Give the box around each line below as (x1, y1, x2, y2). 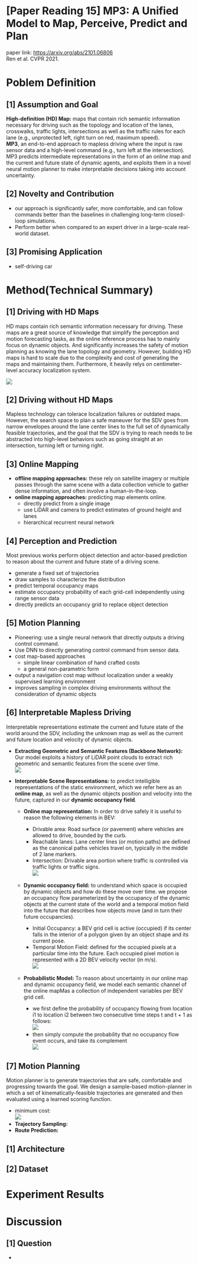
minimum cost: (14, 1107, 51, 1114)
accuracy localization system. (18, 366, 92, 374)
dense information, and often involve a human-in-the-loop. (14, 487, 158, 495)
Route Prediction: (14, 1126, 59, 1134)
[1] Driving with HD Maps (6, 307, 99, 317)
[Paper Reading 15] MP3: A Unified (6, 4, 179, 18)
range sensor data (14, 595, 60, 601)
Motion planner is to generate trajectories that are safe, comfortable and (6, 1077, 182, 1084)
